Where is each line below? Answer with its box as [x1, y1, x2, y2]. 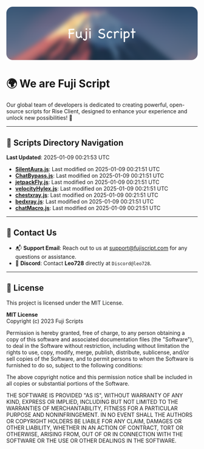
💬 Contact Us [6, 228, 57, 238]
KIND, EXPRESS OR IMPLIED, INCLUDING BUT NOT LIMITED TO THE [6, 398, 178, 405]
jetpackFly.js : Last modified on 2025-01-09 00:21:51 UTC [15, 179, 160, 186]
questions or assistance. [15, 253, 77, 260]
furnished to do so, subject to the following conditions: [6, 361, 143, 369]
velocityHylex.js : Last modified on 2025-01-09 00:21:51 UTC [15, 185, 169, 193]
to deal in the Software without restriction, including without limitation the [6, 342, 189, 349]
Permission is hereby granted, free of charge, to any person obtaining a [6, 329, 185, 336]
